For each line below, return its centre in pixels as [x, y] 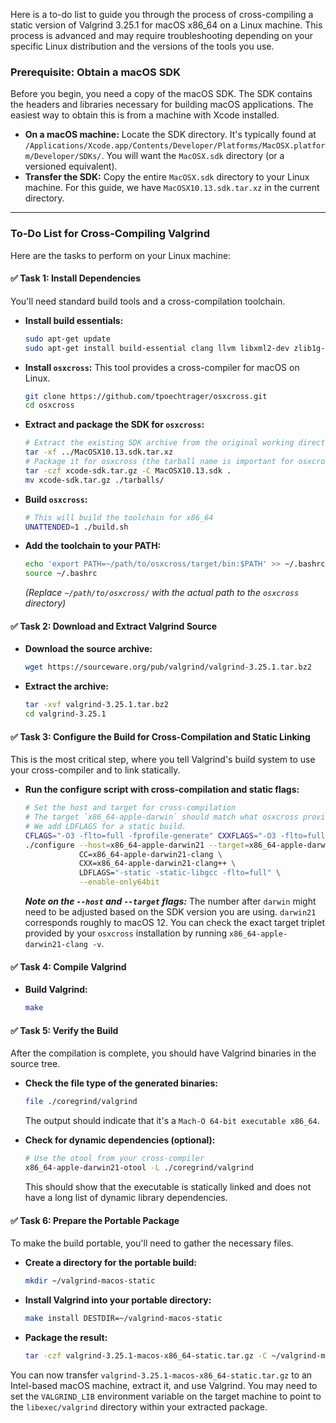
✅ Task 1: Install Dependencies [76, 278]
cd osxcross [49, 405]
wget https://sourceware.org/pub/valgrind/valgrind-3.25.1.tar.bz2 [168, 667]
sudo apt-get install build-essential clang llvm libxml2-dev [157, 348]
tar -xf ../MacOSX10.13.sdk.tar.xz [99, 452]
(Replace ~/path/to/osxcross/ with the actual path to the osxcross [162, 593]
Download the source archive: [88, 649]
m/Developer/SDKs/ [63, 157]
